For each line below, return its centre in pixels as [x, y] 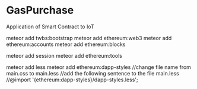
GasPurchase [40, 10]
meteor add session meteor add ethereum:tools [64, 55]
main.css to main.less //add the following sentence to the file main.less [93, 73]
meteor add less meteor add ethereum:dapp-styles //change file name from [99, 67]
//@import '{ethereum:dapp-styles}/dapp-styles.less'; [72, 80]
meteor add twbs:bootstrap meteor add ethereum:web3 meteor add [89, 38]
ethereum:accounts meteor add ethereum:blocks [66, 44]
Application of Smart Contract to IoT [50, 27]
